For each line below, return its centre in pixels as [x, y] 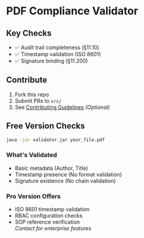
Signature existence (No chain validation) [65, 181]
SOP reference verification [47, 222]
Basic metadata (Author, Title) [51, 168]
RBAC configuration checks [48, 216]
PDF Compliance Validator [72, 11]
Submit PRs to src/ [38, 100]
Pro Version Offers [34, 196]
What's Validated [32, 155]
